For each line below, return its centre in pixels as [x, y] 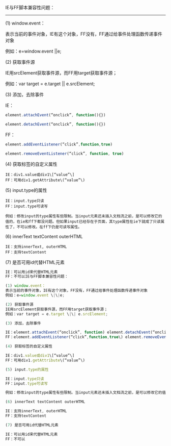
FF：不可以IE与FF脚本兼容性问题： [37, 277]
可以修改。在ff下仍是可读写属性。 [51, 227]
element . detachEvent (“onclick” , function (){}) [55, 124]
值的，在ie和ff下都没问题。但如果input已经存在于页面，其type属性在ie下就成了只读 [83, 221]
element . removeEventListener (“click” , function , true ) [65, 154]
